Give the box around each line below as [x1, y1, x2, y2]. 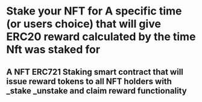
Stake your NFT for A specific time [6, 4, 182, 18]
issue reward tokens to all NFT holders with [6, 76, 172, 86]
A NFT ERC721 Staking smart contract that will [6, 66, 184, 77]
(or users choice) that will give [6, 17, 162, 31]
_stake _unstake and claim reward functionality [6, 86, 187, 96]
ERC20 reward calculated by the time [6, 30, 196, 43]
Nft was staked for [6, 43, 101, 57]
